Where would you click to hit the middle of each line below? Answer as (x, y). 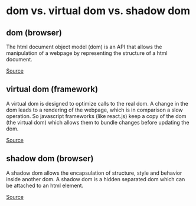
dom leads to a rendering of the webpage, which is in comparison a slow (94, 110)
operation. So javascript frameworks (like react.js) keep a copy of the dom (96, 116)
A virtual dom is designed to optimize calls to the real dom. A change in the (97, 103)
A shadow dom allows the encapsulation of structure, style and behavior (94, 173)
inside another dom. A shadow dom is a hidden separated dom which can (96, 179)
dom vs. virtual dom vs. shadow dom (98, 11)
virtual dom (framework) (52, 89)
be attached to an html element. (45, 185)
